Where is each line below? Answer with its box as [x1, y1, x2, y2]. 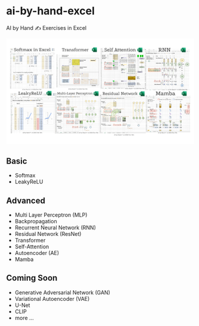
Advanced [6, 195, 46, 205]
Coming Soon [6, 273, 58, 283]
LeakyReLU [14, 178, 43, 186]
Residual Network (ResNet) [14, 230, 82, 238]
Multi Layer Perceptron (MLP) [14, 211, 88, 219]
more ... [14, 314, 34, 321]
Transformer [14, 237, 46, 244]
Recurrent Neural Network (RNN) [14, 224, 97, 231]
